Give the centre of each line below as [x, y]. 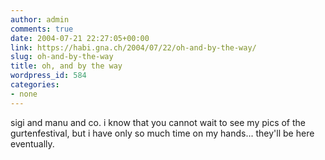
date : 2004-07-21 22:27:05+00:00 [80, 38]
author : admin [40, 19]
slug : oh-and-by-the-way [62, 57]
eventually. [32, 143]
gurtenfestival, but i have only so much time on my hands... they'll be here [162, 133]
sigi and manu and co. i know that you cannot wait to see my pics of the [158, 122]
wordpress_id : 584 [48, 76]
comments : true [42, 29]
